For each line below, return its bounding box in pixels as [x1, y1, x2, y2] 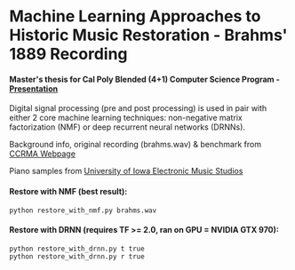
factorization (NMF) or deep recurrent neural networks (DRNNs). [9, 122, 246, 132]
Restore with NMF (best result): [9, 186, 128, 196]
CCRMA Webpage [9, 148, 76, 159]
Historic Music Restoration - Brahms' [9, 25, 288, 45]
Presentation [9, 83, 59, 94]
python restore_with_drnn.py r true [9, 251, 145, 261]
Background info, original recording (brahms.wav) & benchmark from [9, 139, 262, 150]
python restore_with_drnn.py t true [9, 244, 145, 253]
